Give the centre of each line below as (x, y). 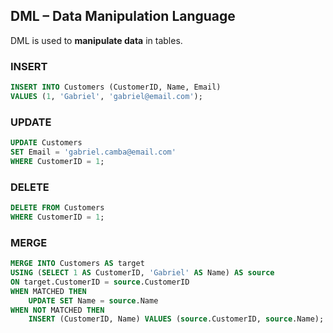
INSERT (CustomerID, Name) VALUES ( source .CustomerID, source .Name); (176, 319)
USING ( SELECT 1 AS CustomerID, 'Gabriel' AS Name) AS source (142, 273)
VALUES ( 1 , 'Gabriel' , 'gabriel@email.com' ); (106, 96)
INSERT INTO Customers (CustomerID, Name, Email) (116, 87)
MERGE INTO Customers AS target (77, 264)
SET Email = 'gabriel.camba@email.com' (93, 152)
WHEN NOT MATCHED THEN (57, 310)
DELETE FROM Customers (57, 208)
